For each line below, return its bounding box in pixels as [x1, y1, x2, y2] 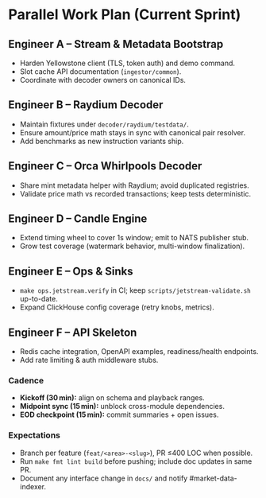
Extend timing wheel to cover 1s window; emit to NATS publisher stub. [19, 233, 249, 243]
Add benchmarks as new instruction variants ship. [19, 136, 184, 146]
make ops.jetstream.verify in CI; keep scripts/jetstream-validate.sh [19, 286, 252, 295]
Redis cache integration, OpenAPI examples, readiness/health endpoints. [19, 347, 259, 356]
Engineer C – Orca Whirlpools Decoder [8, 159, 202, 173]
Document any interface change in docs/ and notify [19, 473, 188, 483]
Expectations [8, 430, 61, 441]
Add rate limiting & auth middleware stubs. [19, 356, 159, 365]
